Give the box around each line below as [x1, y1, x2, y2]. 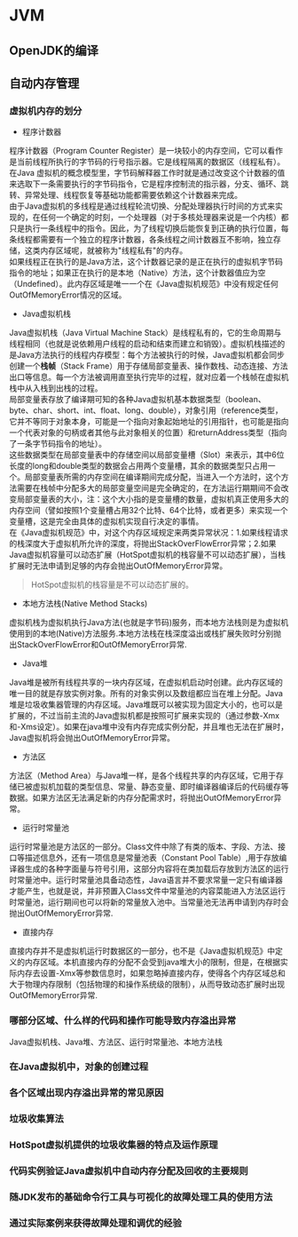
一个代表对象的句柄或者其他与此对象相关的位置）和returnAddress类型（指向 [9, 427, 287, 438]
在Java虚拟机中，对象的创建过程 [9, 1060, 149, 1073]
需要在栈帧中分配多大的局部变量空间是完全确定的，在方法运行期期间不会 [16, 483, 281, 494]
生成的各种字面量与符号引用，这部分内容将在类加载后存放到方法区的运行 [24, 863, 289, 875]
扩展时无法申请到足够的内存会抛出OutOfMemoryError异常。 [9, 560, 228, 571]
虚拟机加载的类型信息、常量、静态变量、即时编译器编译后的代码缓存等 [32, 781, 289, 792]
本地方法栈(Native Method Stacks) [21, 599, 148, 609]
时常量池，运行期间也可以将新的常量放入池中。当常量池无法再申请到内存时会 [9, 897, 289, 908]
